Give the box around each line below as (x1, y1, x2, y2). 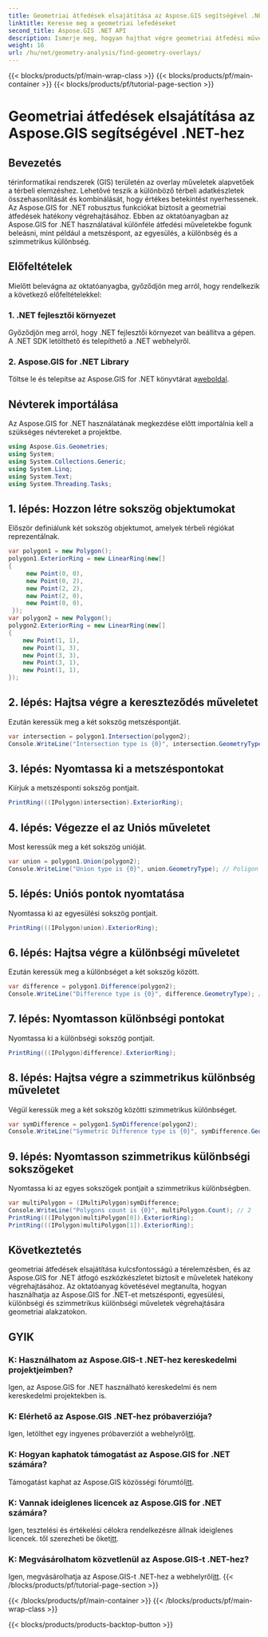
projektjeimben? (8, 1364, 73, 1375)
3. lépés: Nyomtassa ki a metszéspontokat (8, 761, 224, 776)
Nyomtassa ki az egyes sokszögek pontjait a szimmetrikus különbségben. (8, 1184, 251, 1193)
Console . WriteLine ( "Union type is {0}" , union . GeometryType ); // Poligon (8, 864, 259, 872)
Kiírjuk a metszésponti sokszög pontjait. (8, 783, 140, 793)
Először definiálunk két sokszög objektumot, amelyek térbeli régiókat (8, 523, 235, 533)
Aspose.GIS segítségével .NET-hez (8, 125, 246, 142)
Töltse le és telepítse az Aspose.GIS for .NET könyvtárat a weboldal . (8, 374, 230, 384)
